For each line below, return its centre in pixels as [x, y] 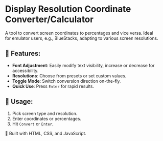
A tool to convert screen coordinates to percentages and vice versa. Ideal [79, 33]
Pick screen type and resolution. [45, 113]
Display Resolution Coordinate [68, 9]
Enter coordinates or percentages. [47, 118]
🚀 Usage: [19, 102]
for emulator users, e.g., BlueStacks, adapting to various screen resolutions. [81, 38]
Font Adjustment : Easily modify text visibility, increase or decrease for [83, 65]
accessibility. [25, 70]
